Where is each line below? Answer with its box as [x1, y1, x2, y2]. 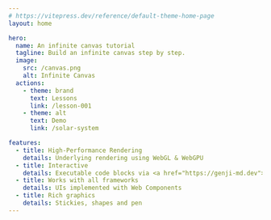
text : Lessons [29, 94, 78, 102]
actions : [15, 78, 45, 87]
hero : [8, 34, 27, 42]
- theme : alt [23, 109, 67, 117]
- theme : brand [23, 87, 74, 95]
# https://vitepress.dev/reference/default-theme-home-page [8, 11, 215, 20]
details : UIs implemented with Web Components [23, 184, 182, 192]
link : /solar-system [29, 125, 99, 133]
